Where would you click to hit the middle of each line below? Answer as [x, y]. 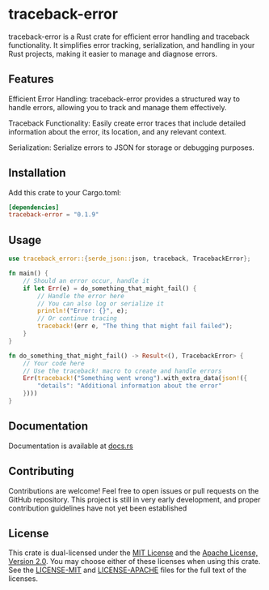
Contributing [41, 471]
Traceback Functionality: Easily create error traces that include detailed [127, 123]
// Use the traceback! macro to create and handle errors [122, 371]
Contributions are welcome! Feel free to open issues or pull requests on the [134, 490]
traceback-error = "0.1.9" [54, 215]
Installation [37, 173]
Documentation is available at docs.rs [71, 446]
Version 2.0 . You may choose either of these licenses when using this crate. [134, 562]
